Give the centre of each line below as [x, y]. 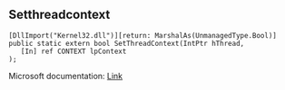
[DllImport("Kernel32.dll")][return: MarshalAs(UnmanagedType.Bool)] [143, 35]
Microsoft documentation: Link [66, 76]
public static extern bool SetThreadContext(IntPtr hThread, [127, 43]
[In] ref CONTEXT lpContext [74, 51]
